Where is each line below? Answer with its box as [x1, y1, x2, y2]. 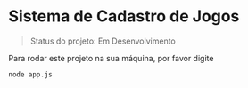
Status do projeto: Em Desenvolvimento [29, 36, 176, 46]
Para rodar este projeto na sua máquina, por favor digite [8, 52, 214, 63]
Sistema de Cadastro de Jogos [8, 6, 240, 27]
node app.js [8, 69, 53, 79]
